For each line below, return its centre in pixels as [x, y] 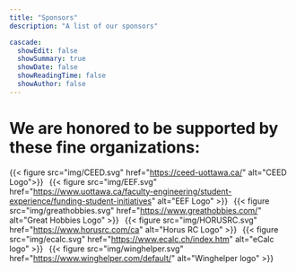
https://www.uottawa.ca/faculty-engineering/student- [132, 191]
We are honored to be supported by [144, 128]
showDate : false [48, 67]
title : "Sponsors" [44, 18]
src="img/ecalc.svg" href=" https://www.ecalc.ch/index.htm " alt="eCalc [142, 239]
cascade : [26, 42]
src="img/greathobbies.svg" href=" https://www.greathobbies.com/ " [135, 210]
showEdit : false [48, 50]
